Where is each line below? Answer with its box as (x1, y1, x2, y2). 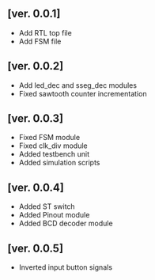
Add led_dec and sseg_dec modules (18, 80, 138, 90)
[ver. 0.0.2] (7, 59, 64, 73)
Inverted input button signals (18, 263, 112, 272)
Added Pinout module (18, 210, 90, 220)
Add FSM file (18, 36, 62, 46)
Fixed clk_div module (18, 141, 88, 150)
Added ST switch (18, 202, 76, 211)
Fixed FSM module (18, 133, 81, 142)
